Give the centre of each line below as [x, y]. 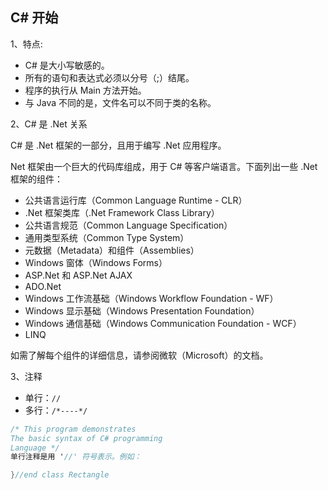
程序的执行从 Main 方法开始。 [85, 90]
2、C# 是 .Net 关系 [49, 124]
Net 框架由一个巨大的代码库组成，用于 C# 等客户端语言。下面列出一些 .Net [164, 166]
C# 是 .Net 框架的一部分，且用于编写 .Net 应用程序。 [118, 145]
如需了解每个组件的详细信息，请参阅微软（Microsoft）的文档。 [139, 355]
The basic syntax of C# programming [86, 438]
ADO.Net [43, 286]
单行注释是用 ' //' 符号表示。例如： [76, 457]
